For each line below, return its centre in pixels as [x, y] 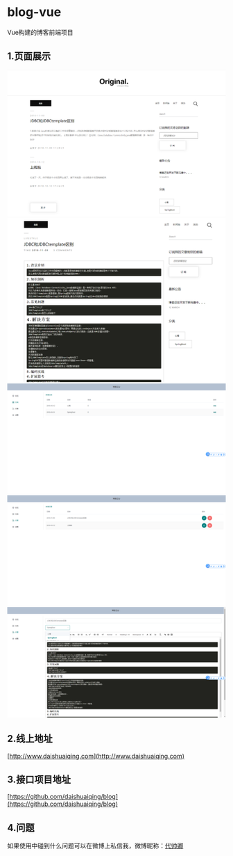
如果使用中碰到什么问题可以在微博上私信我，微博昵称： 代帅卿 [95, 846]
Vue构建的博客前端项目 [41, 32]
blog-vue [34, 12]
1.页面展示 [29, 56]
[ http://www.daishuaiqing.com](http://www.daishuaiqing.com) [96, 756]
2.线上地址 [30, 739]
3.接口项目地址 [39, 779]
